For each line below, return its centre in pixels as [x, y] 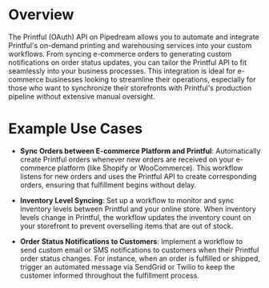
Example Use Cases [76, 129]
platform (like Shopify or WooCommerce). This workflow [150, 168]
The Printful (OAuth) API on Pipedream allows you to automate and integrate [134, 37]
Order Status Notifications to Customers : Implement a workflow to [131, 241]
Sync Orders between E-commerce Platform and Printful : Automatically [140, 150]
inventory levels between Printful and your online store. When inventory [138, 209]
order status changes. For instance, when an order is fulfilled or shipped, [140, 258]
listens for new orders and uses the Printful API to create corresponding [139, 176]
